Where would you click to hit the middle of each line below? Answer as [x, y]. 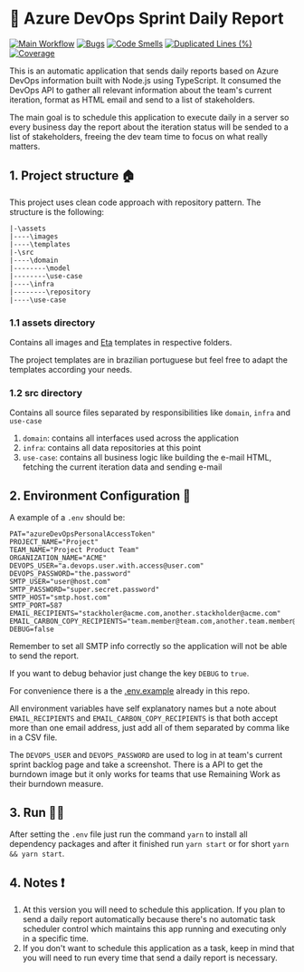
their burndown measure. [57, 784]
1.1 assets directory [52, 323]
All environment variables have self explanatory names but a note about [143, 709]
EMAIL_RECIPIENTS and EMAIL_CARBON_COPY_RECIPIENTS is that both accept [144, 718]
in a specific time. [55, 938]
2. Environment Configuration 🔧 [100, 496]
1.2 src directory [46, 393]
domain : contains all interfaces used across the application [131, 438]
